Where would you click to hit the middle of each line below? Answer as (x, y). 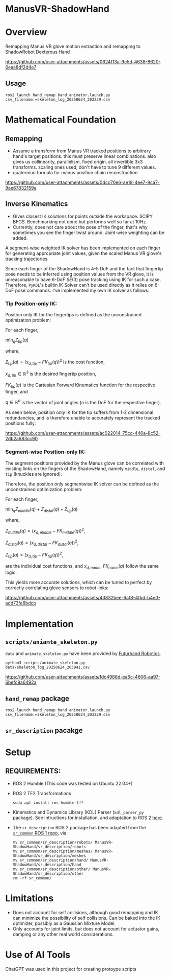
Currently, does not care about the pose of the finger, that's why (80, 227)
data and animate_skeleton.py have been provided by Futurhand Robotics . (83, 654)
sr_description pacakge (44, 730)
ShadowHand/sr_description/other (48, 874)
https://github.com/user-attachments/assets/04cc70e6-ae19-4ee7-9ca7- (83, 182)
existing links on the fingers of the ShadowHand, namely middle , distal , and (85, 469)
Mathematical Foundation (61, 120)
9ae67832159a (21, 188)
